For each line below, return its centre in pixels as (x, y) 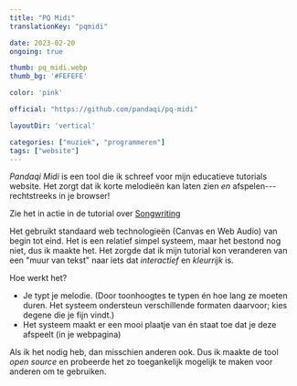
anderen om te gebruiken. (58, 371)
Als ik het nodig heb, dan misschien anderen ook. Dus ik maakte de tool (144, 352)
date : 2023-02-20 (42, 43)
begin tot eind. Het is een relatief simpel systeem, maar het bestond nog (145, 241)
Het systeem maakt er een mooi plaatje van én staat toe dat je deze (149, 325)
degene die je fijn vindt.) (69, 315)
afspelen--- (255, 186)
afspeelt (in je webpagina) (72, 335)
